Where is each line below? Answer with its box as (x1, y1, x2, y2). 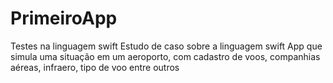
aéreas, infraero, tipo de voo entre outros (10, 61, 180, 73)
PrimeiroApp (10, 7, 118, 30)
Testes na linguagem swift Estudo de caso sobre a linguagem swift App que (10, 40, 323, 52)
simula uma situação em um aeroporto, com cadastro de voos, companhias (10, 50, 321, 62)
